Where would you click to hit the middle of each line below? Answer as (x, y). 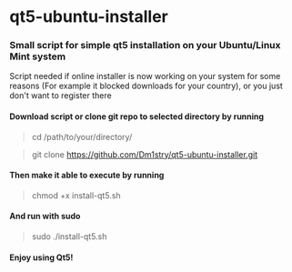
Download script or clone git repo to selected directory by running (137, 116)
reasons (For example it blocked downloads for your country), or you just (146, 86)
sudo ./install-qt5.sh (69, 237)
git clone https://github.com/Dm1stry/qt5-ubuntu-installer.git (145, 154)
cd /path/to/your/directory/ (82, 136)
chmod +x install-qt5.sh (76, 195)
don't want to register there (60, 96)
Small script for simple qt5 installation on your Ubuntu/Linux (145, 45)
